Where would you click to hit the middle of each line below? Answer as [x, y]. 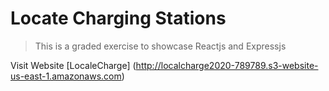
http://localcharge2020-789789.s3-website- [227, 65]
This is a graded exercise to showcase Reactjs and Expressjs [160, 46]
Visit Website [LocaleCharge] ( [73, 65]
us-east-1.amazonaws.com [66, 76]
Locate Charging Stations [118, 18]
